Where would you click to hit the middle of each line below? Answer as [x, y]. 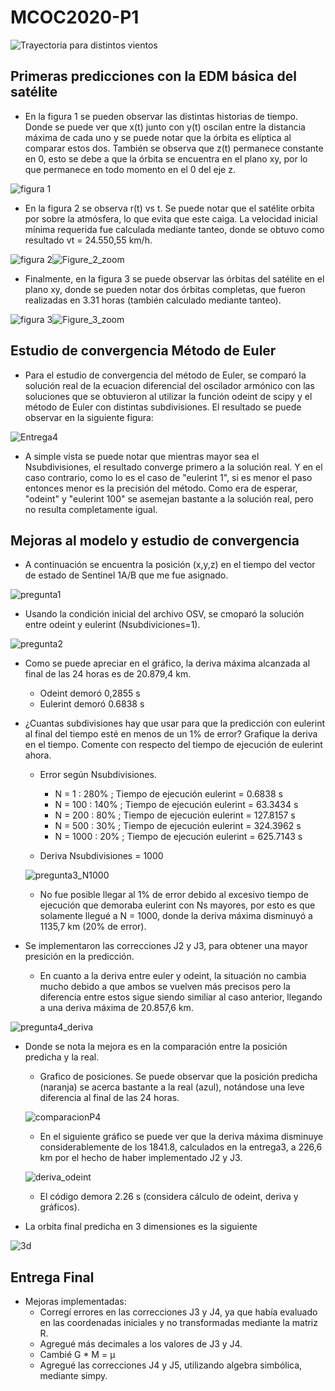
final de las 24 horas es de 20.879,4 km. [108, 674]
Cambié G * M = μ [77, 1355]
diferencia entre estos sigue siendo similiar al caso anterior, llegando [181, 997]
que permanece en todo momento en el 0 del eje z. [130, 169]
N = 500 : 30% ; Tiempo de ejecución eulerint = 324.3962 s [178, 826]
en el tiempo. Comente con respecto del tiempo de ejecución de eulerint [173, 745]
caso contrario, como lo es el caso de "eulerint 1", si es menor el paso [168, 477]
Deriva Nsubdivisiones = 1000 [101, 856]
